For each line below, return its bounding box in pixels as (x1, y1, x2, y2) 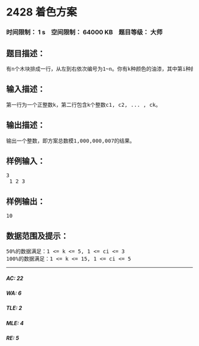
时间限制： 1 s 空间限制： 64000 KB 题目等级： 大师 (6, 28, 163, 36)
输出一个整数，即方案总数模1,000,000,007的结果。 (6, 137, 135, 144)
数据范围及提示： (6, 231, 69, 241)
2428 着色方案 (6, 5, 77, 19)
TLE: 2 (6, 304, 23, 312)
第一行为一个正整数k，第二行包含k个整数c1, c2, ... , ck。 (6, 101, 161, 108)
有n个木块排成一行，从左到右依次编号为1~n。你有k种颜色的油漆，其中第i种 (6, 65, 191, 72)
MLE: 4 (6, 319, 24, 326)
